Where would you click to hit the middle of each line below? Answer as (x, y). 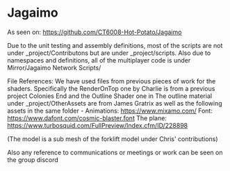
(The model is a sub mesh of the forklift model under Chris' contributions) (113, 139)
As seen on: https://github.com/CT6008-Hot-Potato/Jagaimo (95, 32)
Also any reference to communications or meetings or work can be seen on (115, 152)
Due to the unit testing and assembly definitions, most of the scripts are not (115, 45)
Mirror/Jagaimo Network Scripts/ (54, 67)
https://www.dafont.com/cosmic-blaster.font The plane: (87, 118)
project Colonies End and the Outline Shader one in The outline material (110, 96)
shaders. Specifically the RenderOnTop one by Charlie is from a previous (111, 88)
